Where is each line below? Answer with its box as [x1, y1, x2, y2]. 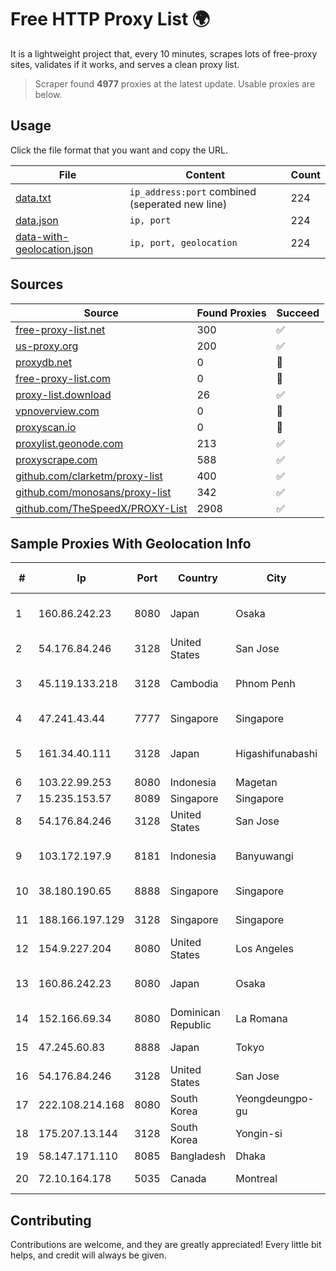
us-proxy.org [15, 339, 79, 353]
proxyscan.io [15, 420, 77, 434]
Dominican [169, 1006, 221, 1020]
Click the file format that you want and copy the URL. [10, 144, 228, 156]
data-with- [15, 229, 70, 243]
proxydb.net [15, 355, 73, 369]
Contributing [10, 1212, 92, 1229]
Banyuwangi [235, 849, 294, 863]
